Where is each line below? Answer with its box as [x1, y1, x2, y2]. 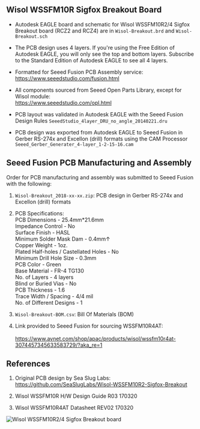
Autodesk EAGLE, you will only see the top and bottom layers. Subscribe [14, 50, 194, 58]
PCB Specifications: [14, 209, 64, 217]
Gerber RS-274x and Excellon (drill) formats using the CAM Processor [14, 135, 188, 142]
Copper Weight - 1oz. [14, 241, 68, 248]
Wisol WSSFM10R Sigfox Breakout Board [6, 5, 162, 15]
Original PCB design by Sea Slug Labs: [14, 374, 111, 382]
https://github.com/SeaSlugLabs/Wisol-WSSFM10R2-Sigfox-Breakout [14, 381, 187, 388]
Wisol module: [14, 92, 51, 100]
